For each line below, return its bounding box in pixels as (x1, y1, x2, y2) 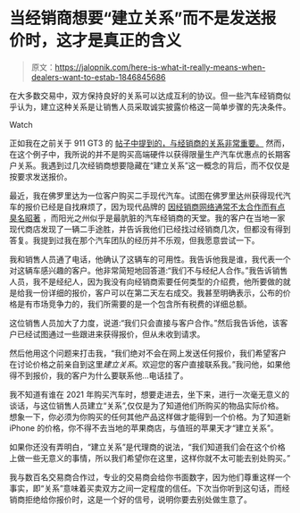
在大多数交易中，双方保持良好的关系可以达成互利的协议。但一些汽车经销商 (9, 90, 283, 101)
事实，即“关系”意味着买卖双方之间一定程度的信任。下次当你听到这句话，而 (9, 483, 283, 493)
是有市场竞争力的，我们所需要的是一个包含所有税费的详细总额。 (16, 299, 252, 309)
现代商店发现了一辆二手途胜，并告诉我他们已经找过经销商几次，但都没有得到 (9, 223, 291, 234)
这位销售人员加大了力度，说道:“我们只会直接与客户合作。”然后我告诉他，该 (9, 317, 280, 328)
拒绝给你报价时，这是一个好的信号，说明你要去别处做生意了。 (24, 493, 252, 505)
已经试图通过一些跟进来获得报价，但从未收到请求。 (16, 328, 205, 340)
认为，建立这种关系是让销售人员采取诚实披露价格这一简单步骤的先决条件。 (16, 101, 291, 112)
